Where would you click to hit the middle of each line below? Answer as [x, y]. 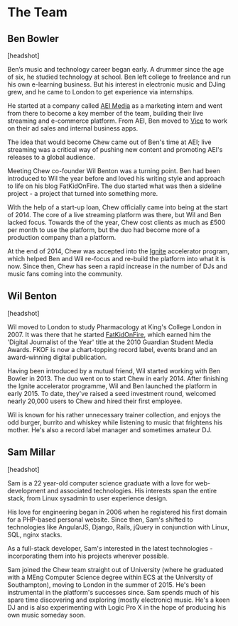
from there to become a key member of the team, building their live [106, 113]
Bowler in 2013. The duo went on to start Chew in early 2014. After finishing [118, 378]
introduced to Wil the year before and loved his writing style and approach [116, 179]
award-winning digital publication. [57, 357]
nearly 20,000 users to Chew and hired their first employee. [95, 401]
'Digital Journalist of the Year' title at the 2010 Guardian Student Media [110, 342]
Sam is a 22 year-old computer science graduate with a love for [101, 483]
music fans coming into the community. [65, 274]
